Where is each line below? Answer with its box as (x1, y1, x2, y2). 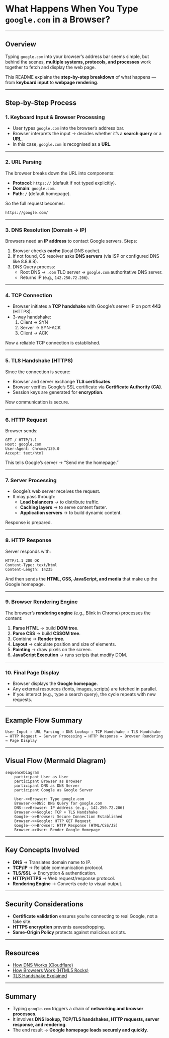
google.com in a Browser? (5, 14, 111, 25)
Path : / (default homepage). (12, 190, 71, 197)
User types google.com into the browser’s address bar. (12, 125, 125, 131)
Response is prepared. (5, 520, 52, 526)
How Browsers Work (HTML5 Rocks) (12, 967, 89, 973)
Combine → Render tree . (12, 636, 64, 642)
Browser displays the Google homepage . (12, 680, 98, 686)
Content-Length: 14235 (5, 567, 53, 572)
